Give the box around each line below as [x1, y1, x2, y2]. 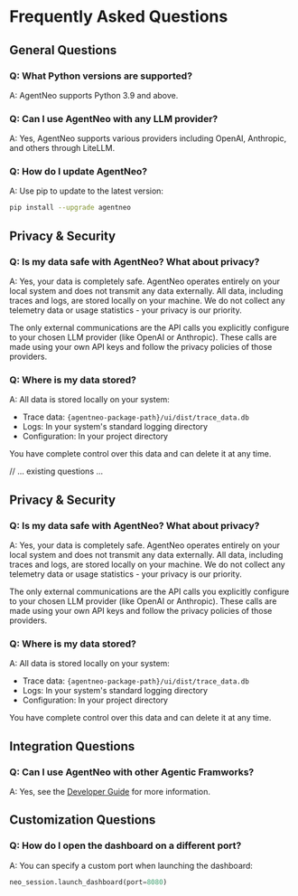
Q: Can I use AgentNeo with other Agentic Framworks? [9, 766, 255, 778]
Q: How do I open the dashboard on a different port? [9, 839, 242, 852]
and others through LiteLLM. [9, 143, 116, 154]
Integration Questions [9, 739, 135, 754]
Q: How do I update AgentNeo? [9, 165, 147, 178]
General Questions [9, 42, 117, 58]
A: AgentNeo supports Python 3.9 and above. [9, 90, 179, 100]
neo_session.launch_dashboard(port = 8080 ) [9, 877, 168, 887]
